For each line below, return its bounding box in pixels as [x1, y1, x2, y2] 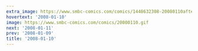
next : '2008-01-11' [6, 25, 54, 31]
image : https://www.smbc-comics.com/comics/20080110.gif [6, 19, 149, 25]
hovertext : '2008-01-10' [6, 14, 67, 20]
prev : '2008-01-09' [6, 30, 54, 36]
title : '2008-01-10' [6, 36, 57, 42]
